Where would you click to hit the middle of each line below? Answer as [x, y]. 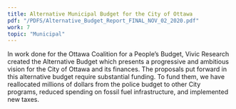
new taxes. [23, 100]
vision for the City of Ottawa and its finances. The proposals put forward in [117, 69]
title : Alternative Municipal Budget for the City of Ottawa [100, 14]
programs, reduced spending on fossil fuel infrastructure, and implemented [118, 92]
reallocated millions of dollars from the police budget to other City [104, 84]
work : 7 [19, 27]
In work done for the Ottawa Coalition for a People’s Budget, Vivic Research [118, 54]
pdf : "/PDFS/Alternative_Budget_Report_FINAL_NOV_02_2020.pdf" [103, 21]
